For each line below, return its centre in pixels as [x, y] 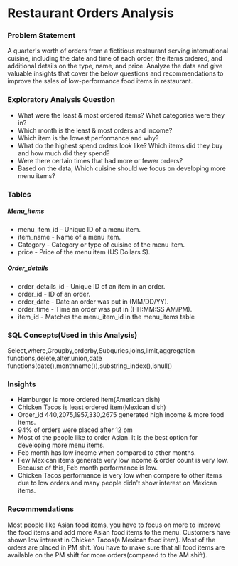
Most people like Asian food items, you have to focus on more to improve [114, 525]
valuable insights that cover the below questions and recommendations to [115, 73]
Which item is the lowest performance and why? [88, 138]
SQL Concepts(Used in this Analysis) [72, 335]
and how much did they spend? [64, 153]
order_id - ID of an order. [54, 294]
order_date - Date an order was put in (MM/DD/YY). [93, 302]
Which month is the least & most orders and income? [95, 130]
